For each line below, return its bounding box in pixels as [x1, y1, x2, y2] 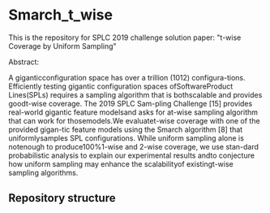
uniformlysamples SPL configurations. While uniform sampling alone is [8, 133, 245, 143]
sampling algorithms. [8, 167, 79, 177]
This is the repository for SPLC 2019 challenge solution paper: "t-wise [8, 33, 242, 42]
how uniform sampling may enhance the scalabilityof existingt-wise [8, 159, 234, 168]
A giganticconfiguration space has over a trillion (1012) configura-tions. [8, 72, 246, 82]
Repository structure [8, 191, 116, 205]
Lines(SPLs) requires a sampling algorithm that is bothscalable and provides [8, 89, 263, 99]
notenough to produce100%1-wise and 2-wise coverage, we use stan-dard [8, 141, 259, 151]
